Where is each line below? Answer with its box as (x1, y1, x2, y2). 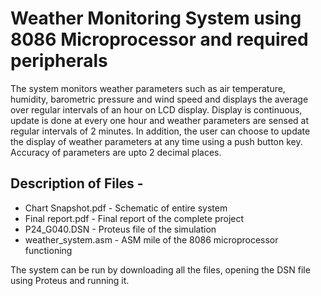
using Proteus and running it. (10, 274, 130, 286)
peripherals (10, 50, 108, 72)
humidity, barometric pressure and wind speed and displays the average (10, 93, 309, 105)
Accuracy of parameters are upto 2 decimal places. (10, 146, 222, 158)
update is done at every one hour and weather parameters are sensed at (10, 114, 310, 126)
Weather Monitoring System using (10, 7, 302, 30)
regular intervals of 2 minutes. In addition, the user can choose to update (10, 125, 311, 137)
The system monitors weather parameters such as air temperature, (10, 82, 286, 94)
